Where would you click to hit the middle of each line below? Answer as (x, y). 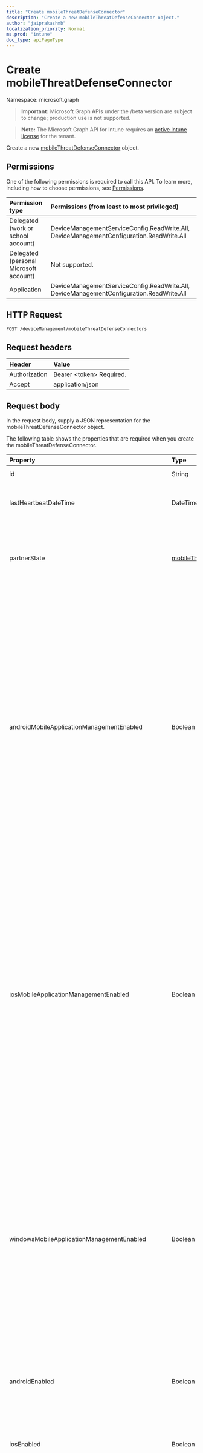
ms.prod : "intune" (29, 35)
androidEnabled (32, 1382)
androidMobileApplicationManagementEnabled (76, 727)
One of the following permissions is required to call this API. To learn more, (99, 181)
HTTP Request (34, 315)
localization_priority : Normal (46, 29)
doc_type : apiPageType (35, 40)
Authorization (28, 374)
